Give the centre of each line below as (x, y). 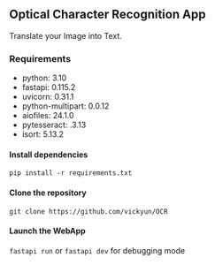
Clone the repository (48, 193)
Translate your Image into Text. (65, 35)
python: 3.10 (44, 78)
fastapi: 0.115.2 (49, 87)
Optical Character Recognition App (107, 15)
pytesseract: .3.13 (54, 125)
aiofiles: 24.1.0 (48, 116)
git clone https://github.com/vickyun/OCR (88, 211)
